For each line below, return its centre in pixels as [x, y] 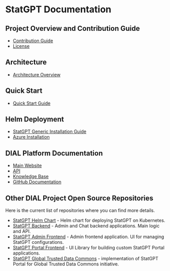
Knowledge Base [31, 177]
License [21, 46]
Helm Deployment [35, 119]
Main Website [27, 166]
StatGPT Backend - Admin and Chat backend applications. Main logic [86, 226]
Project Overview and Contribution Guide [73, 28]
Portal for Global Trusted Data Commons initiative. [66, 264]
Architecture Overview [36, 74]
